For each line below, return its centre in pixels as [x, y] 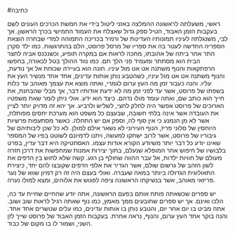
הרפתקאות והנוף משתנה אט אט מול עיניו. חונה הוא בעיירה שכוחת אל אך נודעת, [111, 68]
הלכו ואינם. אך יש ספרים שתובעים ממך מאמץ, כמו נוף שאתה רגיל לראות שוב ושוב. [115, 201]
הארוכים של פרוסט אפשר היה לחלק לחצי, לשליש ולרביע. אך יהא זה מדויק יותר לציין [116, 105]
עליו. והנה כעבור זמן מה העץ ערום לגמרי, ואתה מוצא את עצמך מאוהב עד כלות [109, 83]
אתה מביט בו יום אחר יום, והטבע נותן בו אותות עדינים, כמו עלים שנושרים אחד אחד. [116, 208]
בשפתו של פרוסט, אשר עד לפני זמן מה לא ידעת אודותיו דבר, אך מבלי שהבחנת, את [116, 91]
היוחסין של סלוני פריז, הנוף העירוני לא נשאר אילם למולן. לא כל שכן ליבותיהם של [112, 128]
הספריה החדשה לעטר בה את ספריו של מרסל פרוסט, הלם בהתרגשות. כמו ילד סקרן [116, 46]
